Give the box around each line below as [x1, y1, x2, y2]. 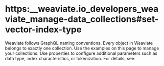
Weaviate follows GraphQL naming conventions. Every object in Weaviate [5, 40, 153, 46]
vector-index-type [5, 24, 82, 35]
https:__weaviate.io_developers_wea [5, 3, 159, 15]
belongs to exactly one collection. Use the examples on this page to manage [5, 45, 159, 51]
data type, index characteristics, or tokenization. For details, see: [5, 55, 136, 61]
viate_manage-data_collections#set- [5, 14, 159, 25]
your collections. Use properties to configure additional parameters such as [5, 50, 158, 56]
